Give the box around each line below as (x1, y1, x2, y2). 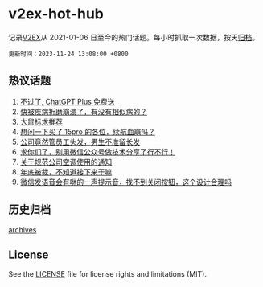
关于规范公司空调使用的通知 (19, 157, 113, 166)
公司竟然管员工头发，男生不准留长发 (19, 137, 141, 146)
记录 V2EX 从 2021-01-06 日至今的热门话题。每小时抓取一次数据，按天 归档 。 (8, 32, 260, 42)
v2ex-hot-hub (8, 5, 105, 23)
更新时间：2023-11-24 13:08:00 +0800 (8, 50, 129, 58)
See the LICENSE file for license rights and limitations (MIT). (8, 269, 208, 279)
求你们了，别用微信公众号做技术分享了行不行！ (19, 146, 175, 157)
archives (8, 224, 37, 234)
